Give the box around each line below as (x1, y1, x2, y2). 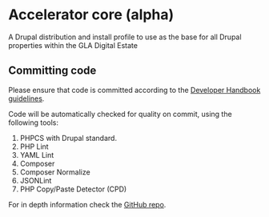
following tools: (8, 118, 58, 127)
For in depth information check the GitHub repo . (8, 199, 167, 209)
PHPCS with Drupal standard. (19, 133, 118, 143)
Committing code (8, 64, 97, 78)
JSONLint (19, 175, 52, 185)
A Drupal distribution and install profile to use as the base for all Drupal (8, 32, 242, 42)
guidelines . (8, 94, 45, 103)
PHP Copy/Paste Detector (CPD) (19, 184, 127, 194)
